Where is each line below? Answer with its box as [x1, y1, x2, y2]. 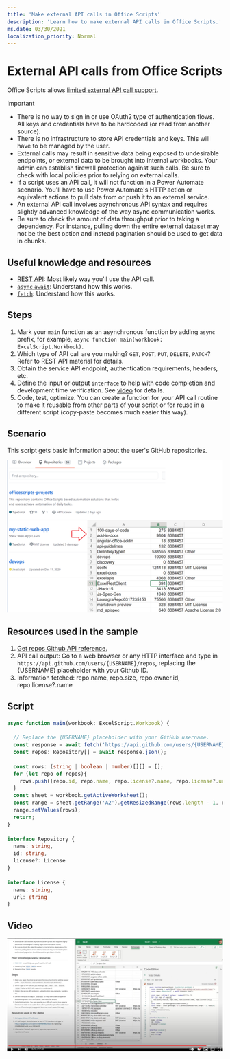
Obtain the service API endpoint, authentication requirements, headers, [16, 364, 218, 372]
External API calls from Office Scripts [7, 63, 222, 79]
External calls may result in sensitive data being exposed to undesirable [16, 149, 219, 157]
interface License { [7, 879, 66, 886]
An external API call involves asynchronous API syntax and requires [16, 200, 207, 209]
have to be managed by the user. [16, 142, 110, 151]
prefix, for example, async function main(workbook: [16, 335, 163, 343]
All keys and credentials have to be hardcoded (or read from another [16, 120, 211, 129]
